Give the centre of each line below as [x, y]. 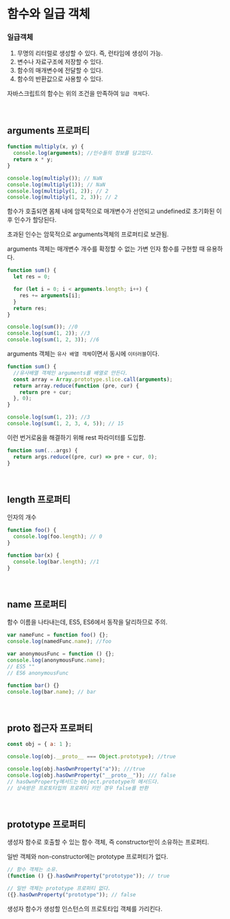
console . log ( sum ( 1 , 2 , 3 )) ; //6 [53, 340]
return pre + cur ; [46, 392]
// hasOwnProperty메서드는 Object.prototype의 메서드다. [84, 781]
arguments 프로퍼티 [49, 130]
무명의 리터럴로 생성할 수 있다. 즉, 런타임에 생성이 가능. [90, 53]
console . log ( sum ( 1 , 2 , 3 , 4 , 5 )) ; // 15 [66, 424]
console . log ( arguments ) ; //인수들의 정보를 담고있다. [84, 153]
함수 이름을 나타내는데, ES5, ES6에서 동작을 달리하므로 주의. [87, 622]
